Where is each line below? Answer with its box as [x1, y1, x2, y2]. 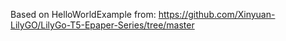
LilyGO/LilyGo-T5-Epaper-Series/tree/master [10, 19, 195, 31]
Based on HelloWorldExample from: [10, 9, 157, 20]
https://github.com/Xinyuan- [158, 9, 276, 20]
